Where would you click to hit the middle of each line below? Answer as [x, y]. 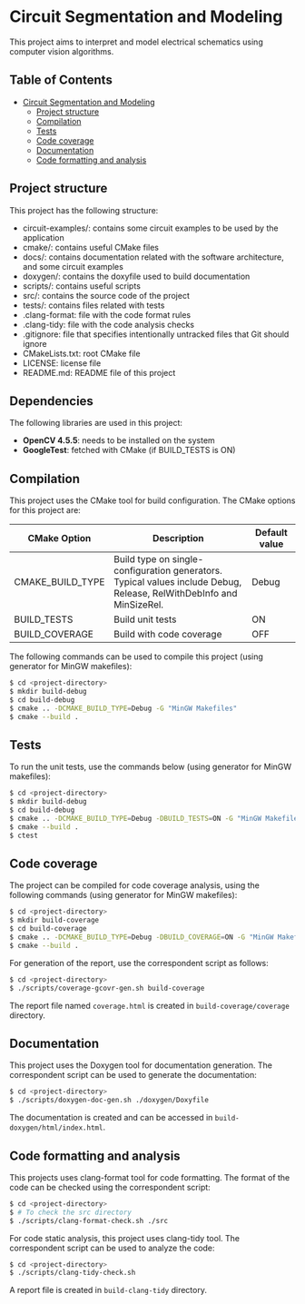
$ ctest [24, 835]
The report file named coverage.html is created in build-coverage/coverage [150, 1005]
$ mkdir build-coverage [54, 920]
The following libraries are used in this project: [96, 423]
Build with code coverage [167, 635]
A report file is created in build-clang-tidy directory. [108, 1290]
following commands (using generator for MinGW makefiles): [123, 895]
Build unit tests [145, 619]
